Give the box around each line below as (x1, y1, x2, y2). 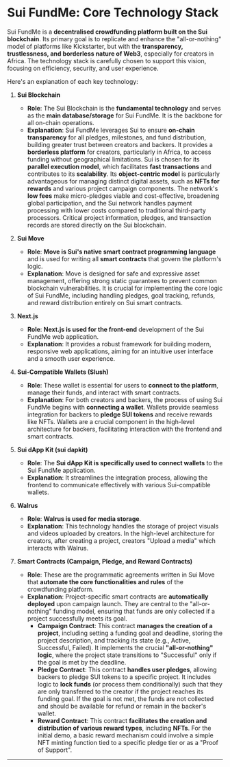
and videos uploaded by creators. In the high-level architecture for (27, 529, 215, 537)
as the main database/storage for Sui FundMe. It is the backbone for (27, 111, 222, 120)
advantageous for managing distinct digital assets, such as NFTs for (27, 177, 220, 185)
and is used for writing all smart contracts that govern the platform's (27, 254, 222, 263)
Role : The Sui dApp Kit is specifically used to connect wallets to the (27, 458, 223, 467)
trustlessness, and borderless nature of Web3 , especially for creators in (7, 49, 214, 58)
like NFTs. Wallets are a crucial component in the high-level (27, 417, 195, 425)
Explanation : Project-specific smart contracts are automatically (27, 592, 209, 601)
